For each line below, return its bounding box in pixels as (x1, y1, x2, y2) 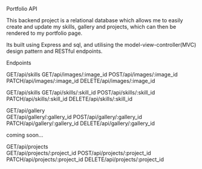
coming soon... (6, 132, 44, 138)
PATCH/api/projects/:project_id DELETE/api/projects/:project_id (6, 156, 165, 163)
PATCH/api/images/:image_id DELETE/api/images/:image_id (6, 78, 155, 84)
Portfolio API (6, 5, 37, 12)
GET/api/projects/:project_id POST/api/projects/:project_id (6, 150, 151, 156)
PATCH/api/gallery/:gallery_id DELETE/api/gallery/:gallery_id (6, 120, 155, 127)
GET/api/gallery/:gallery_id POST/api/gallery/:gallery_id (6, 114, 142, 120)
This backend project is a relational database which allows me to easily (6, 17, 183, 23)
